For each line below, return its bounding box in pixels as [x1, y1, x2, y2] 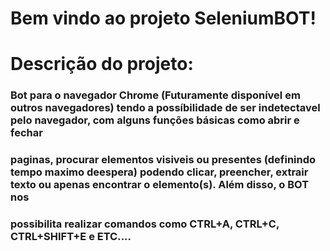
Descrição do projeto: [10, 53, 194, 76]
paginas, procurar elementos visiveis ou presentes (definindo [10, 153, 317, 167]
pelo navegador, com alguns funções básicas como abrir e [10, 113, 300, 127]
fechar [10, 126, 43, 140]
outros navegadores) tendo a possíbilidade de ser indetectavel [10, 101, 321, 115]
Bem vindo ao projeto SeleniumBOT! [10, 7, 317, 30]
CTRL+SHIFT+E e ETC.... [10, 230, 132, 244]
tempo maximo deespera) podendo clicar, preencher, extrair [10, 165, 309, 179]
